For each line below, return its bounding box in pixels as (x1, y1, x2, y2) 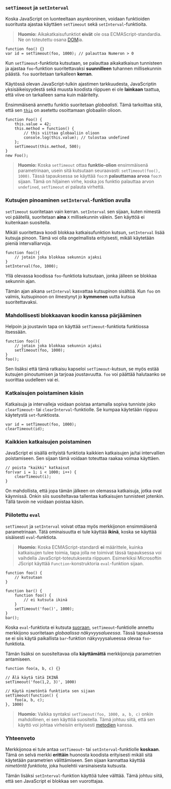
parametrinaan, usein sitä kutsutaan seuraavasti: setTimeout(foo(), (17, 167, 161, 174)
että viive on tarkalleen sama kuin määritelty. (5, 92, 99, 98)
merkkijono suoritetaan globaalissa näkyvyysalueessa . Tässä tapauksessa (5, 629, 163, 636)
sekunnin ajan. (5, 278, 36, 284)
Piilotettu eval (5, 511, 40, 518)
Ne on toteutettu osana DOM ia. (17, 36, 83, 43)
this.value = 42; (14, 122, 52, 127)
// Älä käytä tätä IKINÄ (5, 675, 58, 680)
